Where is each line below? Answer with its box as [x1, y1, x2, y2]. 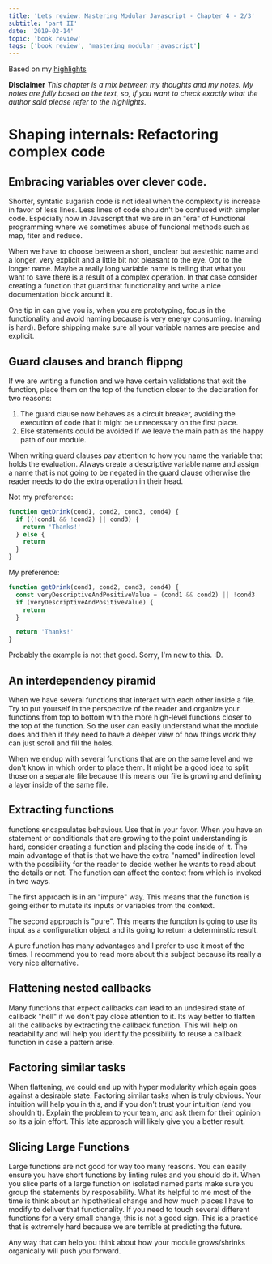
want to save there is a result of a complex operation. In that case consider [8, 272, 257, 282]
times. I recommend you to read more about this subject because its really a [8, 949, 261, 959]
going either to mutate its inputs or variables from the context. [8, 900, 215, 910]
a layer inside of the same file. [8, 779, 109, 789]
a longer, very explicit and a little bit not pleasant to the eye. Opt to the [8, 255, 243, 265]
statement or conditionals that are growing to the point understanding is [8, 833, 248, 843]
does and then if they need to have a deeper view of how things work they [8, 730, 257, 739]
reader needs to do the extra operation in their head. [8, 476, 184, 486]
